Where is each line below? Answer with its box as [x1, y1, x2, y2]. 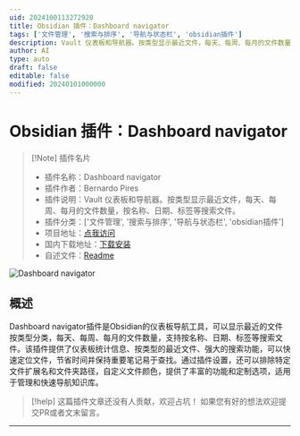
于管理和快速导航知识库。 [9, 377, 104, 388]
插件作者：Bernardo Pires [44, 183, 139, 193]
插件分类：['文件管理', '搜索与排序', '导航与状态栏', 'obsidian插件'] [44, 216, 284, 227]
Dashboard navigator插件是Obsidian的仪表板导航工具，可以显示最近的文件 [9, 321, 284, 332]
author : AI [9, 47, 50, 56]
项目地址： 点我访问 [44, 227, 116, 238]
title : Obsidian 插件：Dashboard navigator [9, 21, 170, 30]
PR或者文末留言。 [38, 407, 104, 418]
